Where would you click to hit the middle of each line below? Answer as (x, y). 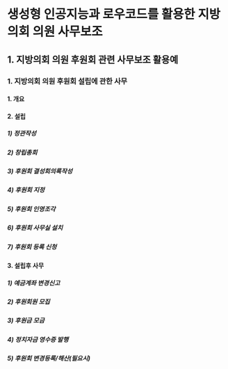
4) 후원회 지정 (26, 190)
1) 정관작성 (22, 134)
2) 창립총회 (22, 152)
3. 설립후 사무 (26, 265)
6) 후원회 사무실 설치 (35, 228)
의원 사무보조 (67, 32)
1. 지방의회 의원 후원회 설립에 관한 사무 (67, 81)
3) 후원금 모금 (26, 320)
